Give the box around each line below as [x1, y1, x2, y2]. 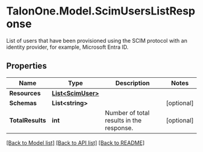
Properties [6, 61, 47, 71]
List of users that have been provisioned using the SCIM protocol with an [6, 37, 187, 44]
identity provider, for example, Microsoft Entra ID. [6, 43, 129, 51]
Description [115, 78, 150, 87]
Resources [9, 89, 41, 97]
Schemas [9, 98, 37, 107]
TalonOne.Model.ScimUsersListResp [6, 4, 196, 18]
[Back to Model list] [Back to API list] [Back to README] [6, 139, 145, 146]
